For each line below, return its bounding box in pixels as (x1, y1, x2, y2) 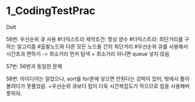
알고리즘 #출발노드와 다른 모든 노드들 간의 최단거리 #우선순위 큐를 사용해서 (16, 43, 189, 50)
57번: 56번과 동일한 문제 (6, 63, 63, 70)
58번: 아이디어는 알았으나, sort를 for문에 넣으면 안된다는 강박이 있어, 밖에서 (6, 75, 179, 82)
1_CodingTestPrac (6, 4, 96, 18)
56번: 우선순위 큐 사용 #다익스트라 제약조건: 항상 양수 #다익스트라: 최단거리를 (6, 35, 183, 42)
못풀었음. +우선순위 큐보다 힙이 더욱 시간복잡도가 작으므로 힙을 (26, 82, 170, 89)
